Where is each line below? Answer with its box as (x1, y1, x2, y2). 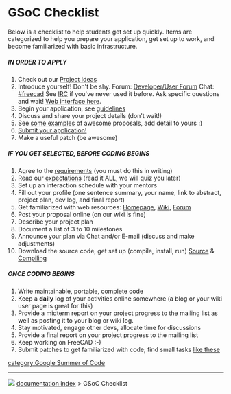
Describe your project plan (17, 218, 93, 226)
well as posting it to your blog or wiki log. (17, 316, 134, 324)
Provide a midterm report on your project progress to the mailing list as (17, 309, 218, 317)
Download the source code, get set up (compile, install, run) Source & (17, 246, 215, 255)
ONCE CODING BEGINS (8, 270, 75, 278)
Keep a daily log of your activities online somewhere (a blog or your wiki (17, 294, 222, 303)
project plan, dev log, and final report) (17, 196, 125, 204)
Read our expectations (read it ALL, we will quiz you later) (17, 174, 181, 182)
